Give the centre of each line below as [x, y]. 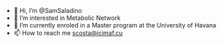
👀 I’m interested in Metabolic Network [67, 18]
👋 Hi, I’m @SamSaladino [48, 11]
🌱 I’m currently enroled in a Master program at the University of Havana [115, 25]
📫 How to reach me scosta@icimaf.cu [68, 33]
